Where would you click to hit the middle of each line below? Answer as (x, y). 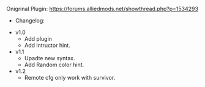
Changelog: (30, 20)
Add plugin (38, 39)
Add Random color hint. (54, 64)
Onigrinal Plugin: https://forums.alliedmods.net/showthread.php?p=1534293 (102, 9)
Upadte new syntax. (50, 58)
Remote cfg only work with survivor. (70, 78)
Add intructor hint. (47, 45)
